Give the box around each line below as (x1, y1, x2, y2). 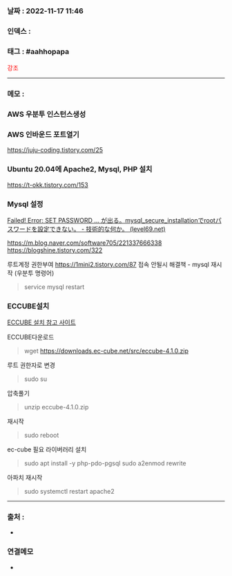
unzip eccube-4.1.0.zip (23, 403, 89, 411)
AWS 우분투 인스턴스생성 (7, 109, 86, 119)
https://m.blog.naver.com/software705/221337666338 (7, 239, 162, 247)
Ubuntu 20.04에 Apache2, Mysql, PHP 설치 (7, 165, 153, 174)
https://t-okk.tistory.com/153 (7, 180, 88, 189)
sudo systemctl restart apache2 (23, 487, 115, 496)
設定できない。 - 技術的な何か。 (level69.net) (37, 225, 166, 233)
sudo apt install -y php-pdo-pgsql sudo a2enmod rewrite (23, 459, 186, 467)
